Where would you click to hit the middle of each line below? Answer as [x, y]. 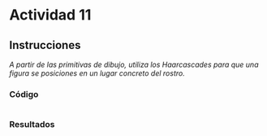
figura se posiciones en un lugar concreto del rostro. [97, 73]
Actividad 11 [50, 15]
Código [24, 94]
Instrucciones [45, 45]
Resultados [32, 125]
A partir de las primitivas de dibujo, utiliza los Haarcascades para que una [134, 64]
